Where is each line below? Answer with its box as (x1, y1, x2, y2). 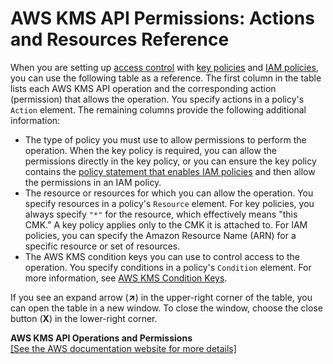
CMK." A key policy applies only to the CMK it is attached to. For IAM (24, 218, 308, 231)
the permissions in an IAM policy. (24, 176, 162, 188)
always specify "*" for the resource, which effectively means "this (24, 208, 298, 220)
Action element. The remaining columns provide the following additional (10, 103, 307, 116)
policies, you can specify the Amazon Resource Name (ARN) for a (24, 229, 297, 241)
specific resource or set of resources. (24, 240, 181, 252)
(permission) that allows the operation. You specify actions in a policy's (10, 93, 305, 105)
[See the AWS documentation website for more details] (10, 342, 237, 354)
